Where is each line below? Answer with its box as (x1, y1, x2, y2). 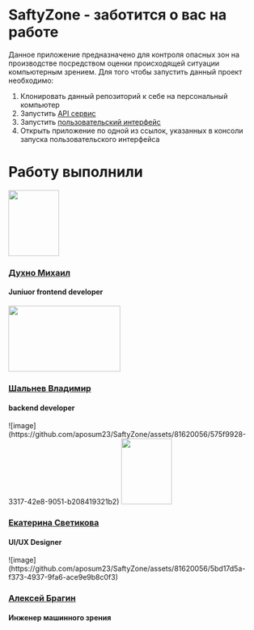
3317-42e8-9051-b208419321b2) (8, 497, 120, 507)
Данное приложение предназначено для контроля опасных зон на (8, 49, 240, 59)
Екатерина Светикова (8, 517, 99, 529)
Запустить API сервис (19, 108, 96, 118)
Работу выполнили (8, 163, 143, 182)
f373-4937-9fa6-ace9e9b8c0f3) (8, 572, 119, 582)
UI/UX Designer (8, 537, 62, 546)
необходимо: (8, 75, 54, 85)
